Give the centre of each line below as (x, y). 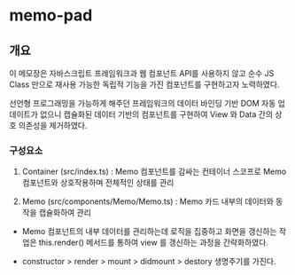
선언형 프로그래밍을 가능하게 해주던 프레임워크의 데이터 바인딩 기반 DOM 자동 (143, 103)
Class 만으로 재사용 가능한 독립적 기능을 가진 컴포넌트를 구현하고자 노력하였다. (144, 84)
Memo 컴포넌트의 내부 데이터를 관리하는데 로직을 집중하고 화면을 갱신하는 (149, 232)
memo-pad (51, 16)
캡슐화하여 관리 (65, 213)
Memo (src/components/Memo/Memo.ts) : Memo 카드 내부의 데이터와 (148, 201)
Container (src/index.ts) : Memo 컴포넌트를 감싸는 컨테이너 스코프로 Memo (154, 172)
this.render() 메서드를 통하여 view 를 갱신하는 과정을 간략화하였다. (153, 243)
